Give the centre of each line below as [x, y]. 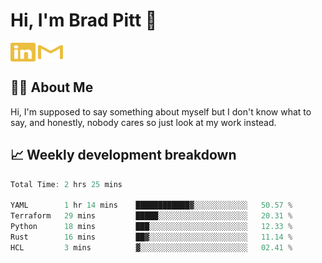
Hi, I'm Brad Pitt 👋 [84, 20]
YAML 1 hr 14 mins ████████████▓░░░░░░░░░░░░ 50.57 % [151, 205]
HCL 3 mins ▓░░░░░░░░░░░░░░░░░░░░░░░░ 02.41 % [151, 247]
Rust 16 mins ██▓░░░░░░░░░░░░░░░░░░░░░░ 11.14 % [151, 237]
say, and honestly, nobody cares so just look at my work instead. [143, 122]
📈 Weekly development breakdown [123, 155]
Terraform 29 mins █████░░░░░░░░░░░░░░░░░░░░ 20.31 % [151, 216]
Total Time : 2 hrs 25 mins [66, 184]
